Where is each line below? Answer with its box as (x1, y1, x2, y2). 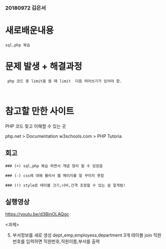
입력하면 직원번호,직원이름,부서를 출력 (26, 238, 100, 244)
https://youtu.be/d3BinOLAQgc (5, 211, 69, 217)
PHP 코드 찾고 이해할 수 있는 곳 (5, 123, 66, 129)
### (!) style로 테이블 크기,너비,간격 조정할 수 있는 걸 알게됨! (5, 183, 126, 188)
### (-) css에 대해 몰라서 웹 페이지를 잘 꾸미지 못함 (5, 173, 104, 178)
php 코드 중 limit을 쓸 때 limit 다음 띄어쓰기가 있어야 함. (7, 79, 122, 84)
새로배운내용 (5, 25, 54, 36)
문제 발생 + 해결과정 (5, 61, 82, 72)
